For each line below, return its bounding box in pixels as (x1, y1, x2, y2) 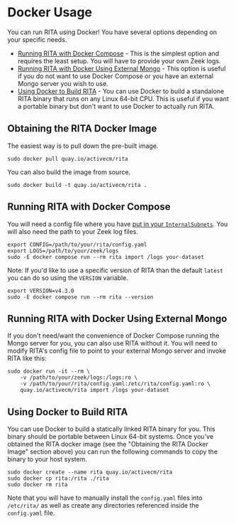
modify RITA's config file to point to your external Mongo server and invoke (7, 346, 227, 355)
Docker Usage (7, 4, 92, 21)
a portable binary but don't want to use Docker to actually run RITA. (17, 102, 215, 110)
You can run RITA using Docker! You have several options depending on (7, 28, 218, 36)
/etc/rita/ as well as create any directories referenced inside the (7, 501, 200, 510)
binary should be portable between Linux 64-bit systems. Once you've (7, 432, 214, 441)
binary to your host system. (7, 455, 87, 464)
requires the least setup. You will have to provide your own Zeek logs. (17, 56, 221, 65)
